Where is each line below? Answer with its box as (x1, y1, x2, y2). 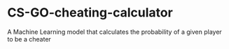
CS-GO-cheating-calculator (7, 5, 173, 21)
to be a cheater (7, 35, 51, 43)
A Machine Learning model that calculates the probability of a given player (7, 28, 222, 36)
